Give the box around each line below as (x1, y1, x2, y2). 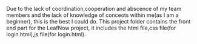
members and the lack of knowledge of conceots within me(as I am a (6, 11, 179, 19)
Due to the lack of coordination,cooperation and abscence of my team (6, 5, 182, 12)
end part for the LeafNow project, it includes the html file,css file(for (6, 24, 176, 31)
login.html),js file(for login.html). (6, 31, 86, 38)
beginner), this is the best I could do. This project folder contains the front (6, 18, 191, 25)
